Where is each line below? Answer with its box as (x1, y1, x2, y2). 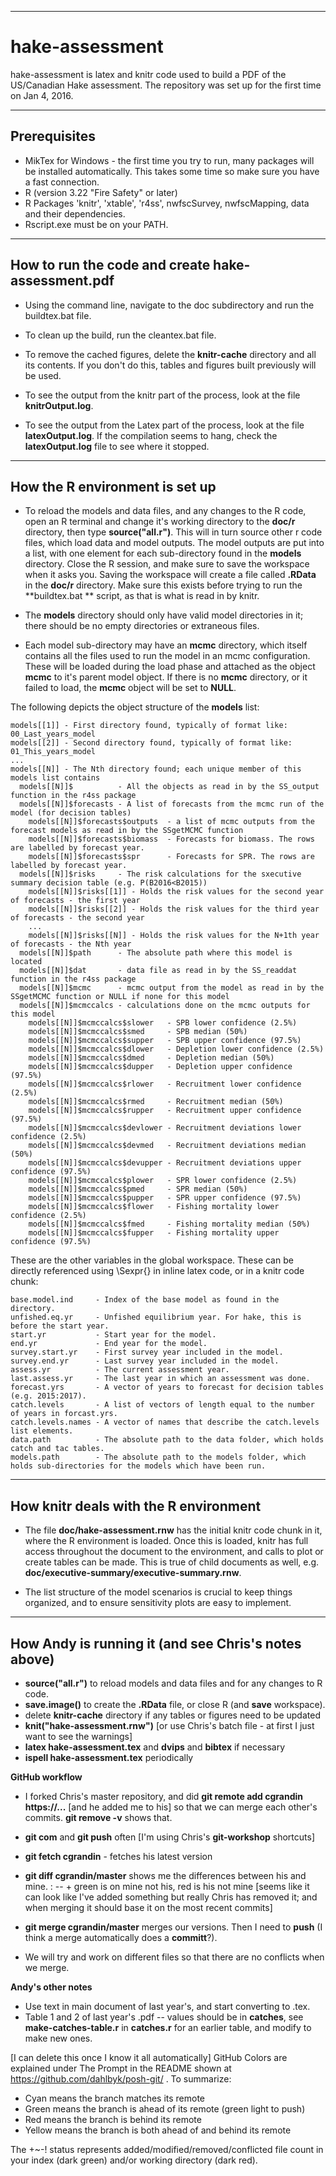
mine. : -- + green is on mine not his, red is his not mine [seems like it (24, 1881, 310, 1892)
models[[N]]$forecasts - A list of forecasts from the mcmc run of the (19, 799, 325, 810)
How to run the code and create (10, 257, 211, 274)
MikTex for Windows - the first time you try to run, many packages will (24, 154, 315, 166)
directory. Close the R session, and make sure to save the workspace (24, 558, 310, 570)
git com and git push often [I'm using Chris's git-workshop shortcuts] (24, 1831, 315, 1843)
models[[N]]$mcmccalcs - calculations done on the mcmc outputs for (19, 1001, 311, 1011)
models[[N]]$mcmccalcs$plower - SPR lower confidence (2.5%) (28, 1176, 298, 1186)
